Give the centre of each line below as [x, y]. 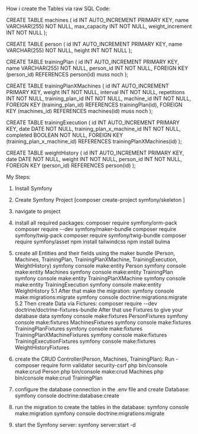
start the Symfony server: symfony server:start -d [75, 425]
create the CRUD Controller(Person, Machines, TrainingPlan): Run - [96, 359]
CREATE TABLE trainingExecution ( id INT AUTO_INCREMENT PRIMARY [93, 123]
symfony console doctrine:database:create [67, 396]
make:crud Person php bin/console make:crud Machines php [89, 372]
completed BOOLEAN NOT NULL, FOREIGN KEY [64, 135]
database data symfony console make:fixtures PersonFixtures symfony [101, 316]
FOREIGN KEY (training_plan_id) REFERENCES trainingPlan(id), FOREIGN [94, 105]
